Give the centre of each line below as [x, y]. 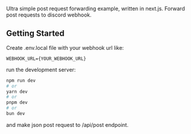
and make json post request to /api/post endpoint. [68, 125]
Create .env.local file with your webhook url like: [65, 47]
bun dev [16, 114]
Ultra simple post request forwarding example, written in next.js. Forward [96, 9]
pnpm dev [17, 103]
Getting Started [35, 33]
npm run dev [21, 80]
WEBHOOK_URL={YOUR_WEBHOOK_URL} [46, 59]
